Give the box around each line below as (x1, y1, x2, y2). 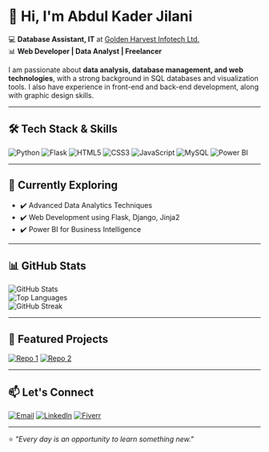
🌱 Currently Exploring (8, 178, 118, 192)
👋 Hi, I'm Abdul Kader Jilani (8, 7, 193, 26)
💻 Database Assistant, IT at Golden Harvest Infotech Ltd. (8, 34, 200, 43)
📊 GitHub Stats (8, 259, 86, 272)
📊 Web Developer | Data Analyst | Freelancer (8, 46, 163, 55)
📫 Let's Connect (8, 385, 94, 399)
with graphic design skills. (8, 90, 94, 100)
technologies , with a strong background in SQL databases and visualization (8, 73, 259, 83)
